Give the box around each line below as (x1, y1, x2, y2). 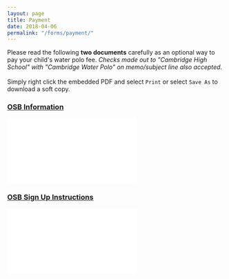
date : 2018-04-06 (7, 23, 57, 30)
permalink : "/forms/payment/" (7, 29, 94, 37)
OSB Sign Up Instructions (7, 193, 94, 202)
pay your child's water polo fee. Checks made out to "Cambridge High (7, 56, 208, 64)
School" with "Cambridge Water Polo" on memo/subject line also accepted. (7, 63, 223, 71)
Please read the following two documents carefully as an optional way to (7, 48, 215, 57)
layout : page (7, 10, 45, 17)
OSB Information (7, 102, 64, 112)
